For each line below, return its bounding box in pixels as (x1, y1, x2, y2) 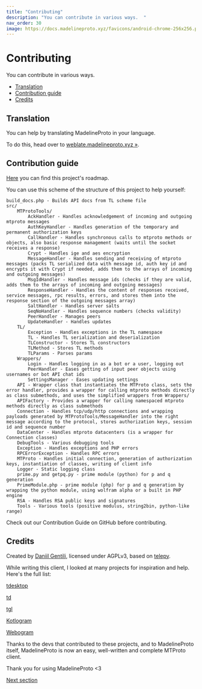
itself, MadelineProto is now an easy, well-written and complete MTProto (6, 646, 186, 653)
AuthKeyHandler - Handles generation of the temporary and (28, 224, 179, 230)
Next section (6, 676, 38, 684)
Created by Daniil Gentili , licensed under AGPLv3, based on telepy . (6, 552, 171, 560)
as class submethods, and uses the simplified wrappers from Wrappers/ (6, 392, 189, 398)
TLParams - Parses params (28, 350, 93, 356)
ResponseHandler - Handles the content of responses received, (28, 287, 189, 293)
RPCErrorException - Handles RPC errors (17, 450, 120, 456)
